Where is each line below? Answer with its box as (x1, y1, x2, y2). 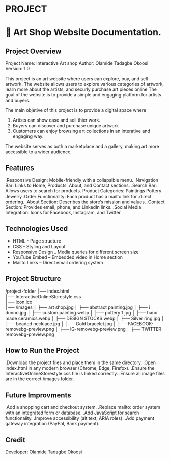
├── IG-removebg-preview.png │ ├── (59, 326, 141, 332)
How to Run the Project (5, 346, 80, 355)
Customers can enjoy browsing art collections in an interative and (12, 128, 150, 134)
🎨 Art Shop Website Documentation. (5, 27, 161, 38)
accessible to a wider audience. (5, 149, 72, 155)
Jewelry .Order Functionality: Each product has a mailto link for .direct (5, 193, 152, 199)
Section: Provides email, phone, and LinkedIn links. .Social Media (5, 204, 141, 210)
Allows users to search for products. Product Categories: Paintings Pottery (5, 188, 162, 194)
